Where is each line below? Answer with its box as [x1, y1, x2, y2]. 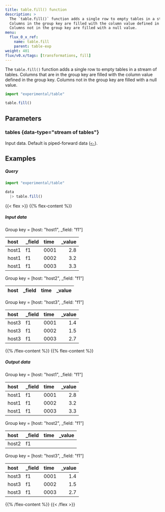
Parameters [5, 114, 42, 123]
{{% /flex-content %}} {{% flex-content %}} [5, 348, 94, 353]
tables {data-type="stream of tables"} [5, 129, 99, 136]
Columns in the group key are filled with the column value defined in [9, 21, 160, 26]
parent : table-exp [14, 44, 52, 49]
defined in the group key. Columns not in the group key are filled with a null [5, 77, 157, 83]
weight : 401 [5, 48, 29, 53]
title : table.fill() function [5, 7, 67, 12]
